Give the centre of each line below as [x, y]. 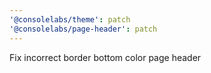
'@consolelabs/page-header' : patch [83, 29]
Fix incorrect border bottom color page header [105, 57]
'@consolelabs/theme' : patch [70, 19]
